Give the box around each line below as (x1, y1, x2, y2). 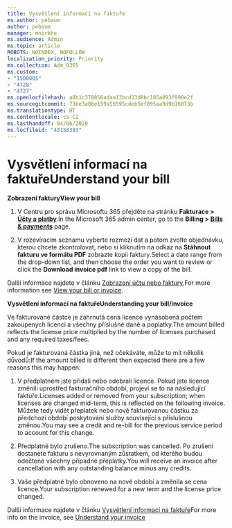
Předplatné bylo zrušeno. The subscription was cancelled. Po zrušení (17, 442, 213, 450)
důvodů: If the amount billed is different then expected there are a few (7, 356, 206, 365)
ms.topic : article (7, 42, 60, 49)
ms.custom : (7, 68, 39, 75)
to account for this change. (17, 429, 95, 437)
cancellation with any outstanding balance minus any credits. (17, 464, 192, 472)
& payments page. (17, 222, 71, 231)
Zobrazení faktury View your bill (7, 194, 100, 202)
